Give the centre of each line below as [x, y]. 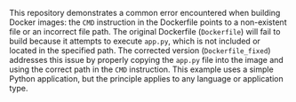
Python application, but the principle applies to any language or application [147, 78]
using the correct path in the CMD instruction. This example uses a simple [141, 69]
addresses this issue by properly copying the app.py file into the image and [147, 60]
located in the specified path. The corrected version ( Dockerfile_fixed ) [140, 51]
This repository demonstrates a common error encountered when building [145, 13]
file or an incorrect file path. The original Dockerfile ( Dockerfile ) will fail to [145, 31]
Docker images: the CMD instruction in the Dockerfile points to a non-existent [148, 22]
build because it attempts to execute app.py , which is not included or [135, 41]
